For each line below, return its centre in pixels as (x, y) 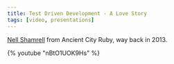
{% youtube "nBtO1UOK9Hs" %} (54, 53)
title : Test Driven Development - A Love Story (77, 13)
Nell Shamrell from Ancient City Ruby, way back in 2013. (87, 39)
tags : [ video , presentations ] (51, 20)
